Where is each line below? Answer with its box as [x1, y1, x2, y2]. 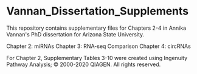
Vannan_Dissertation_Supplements [6, 4, 189, 18]
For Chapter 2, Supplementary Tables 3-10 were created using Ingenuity [6, 54, 188, 61]
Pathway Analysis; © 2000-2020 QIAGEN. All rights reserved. [6, 61, 161, 68]
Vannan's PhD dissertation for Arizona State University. [6, 30, 145, 38]
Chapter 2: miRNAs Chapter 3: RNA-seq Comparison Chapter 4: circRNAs [6, 42, 192, 50]
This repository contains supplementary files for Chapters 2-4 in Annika [6, 24, 187, 32]
